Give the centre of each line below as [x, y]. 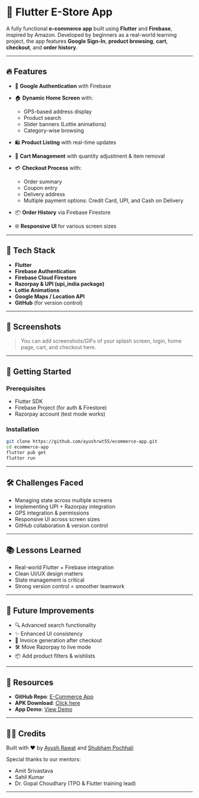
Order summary [43, 181]
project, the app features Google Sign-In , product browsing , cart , [87, 41]
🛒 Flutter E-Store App [59, 12]
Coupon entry [41, 188]
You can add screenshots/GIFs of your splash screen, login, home [101, 341]
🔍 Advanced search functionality [55, 625]
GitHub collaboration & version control [61, 525]
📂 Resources [30, 682]
